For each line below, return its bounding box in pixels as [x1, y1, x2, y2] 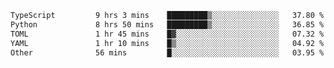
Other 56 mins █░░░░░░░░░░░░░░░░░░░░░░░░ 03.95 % [10, 47, 325, 58]
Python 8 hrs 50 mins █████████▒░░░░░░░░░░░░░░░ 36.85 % [10, 19, 325, 30]
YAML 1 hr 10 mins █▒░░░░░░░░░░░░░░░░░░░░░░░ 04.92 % [10, 38, 325, 48]
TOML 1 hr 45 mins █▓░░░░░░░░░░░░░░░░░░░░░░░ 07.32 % [10, 29, 325, 39]
